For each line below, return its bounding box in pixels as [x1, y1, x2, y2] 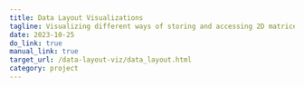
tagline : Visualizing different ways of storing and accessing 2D [9, 22, 265, 31]
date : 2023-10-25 [9, 30, 75, 39]
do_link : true [9, 38, 63, 48]
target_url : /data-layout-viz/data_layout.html [9, 55, 193, 64]
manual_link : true [9, 47, 79, 56]
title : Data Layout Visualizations [9, 13, 144, 23]
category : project [9, 64, 79, 73]
